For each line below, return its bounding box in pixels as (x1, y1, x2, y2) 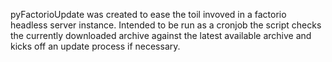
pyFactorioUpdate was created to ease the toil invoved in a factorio (10, 9, 287, 20)
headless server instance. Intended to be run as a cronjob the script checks (10, 19, 322, 31)
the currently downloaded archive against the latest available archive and (10, 30, 312, 41)
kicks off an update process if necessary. (10, 40, 181, 52)
